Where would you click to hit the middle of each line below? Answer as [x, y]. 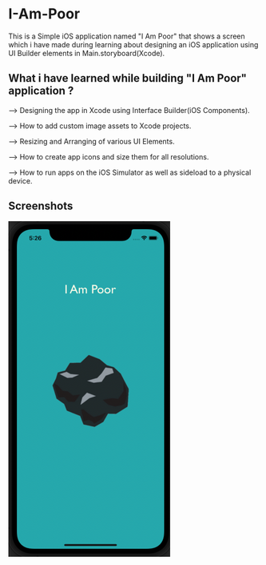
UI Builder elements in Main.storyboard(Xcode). [87, 53]
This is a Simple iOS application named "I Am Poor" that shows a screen [127, 36]
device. [20, 180]
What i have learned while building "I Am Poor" [128, 78]
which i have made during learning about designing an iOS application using [133, 44]
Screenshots [41, 206]
